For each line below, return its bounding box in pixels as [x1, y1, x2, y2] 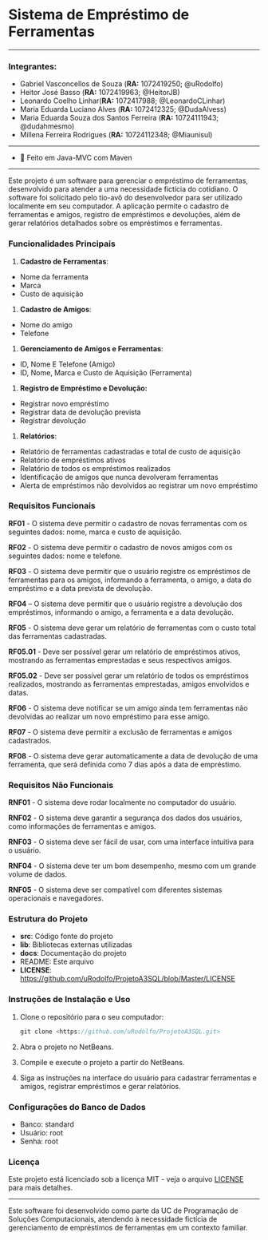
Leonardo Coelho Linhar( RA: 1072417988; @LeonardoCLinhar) [19, 96, 226, 105]
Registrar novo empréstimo [19, 398, 109, 408]
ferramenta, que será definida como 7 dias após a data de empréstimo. [8, 759, 242, 769]
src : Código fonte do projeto [19, 932, 113, 941]
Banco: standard [19, 1119, 74, 1129]
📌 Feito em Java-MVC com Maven [19, 153, 132, 163]
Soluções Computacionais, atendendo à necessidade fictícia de [8, 1214, 218, 1224]
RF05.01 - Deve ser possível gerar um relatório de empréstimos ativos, [8, 647, 241, 656]
